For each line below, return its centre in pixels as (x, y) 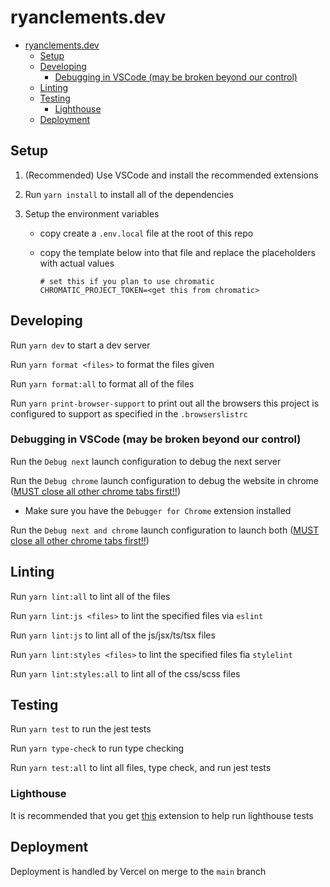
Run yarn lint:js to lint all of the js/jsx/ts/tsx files (113, 635)
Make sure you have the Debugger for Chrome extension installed (158, 510)
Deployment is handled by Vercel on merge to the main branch (138, 871)
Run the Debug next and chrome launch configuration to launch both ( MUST (165, 530)
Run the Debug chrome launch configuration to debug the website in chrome (164, 480)
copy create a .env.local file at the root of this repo (146, 233)
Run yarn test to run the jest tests (81, 729)
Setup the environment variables (92, 213)
